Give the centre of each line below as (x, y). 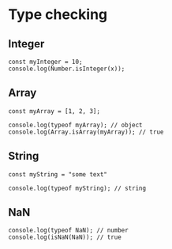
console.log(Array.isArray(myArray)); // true (86, 132)
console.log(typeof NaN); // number (68, 231)
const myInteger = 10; (45, 62)
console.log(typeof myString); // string (77, 188)
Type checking (58, 15)
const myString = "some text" (58, 174)
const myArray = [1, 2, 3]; (54, 111)
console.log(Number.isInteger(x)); (67, 69)
